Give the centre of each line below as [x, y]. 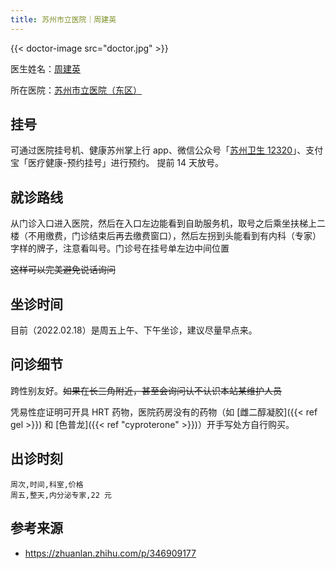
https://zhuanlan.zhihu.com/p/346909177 [110, 553]
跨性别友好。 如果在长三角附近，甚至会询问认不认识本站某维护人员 [146, 390]
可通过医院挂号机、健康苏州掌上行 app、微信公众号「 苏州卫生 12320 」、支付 [167, 150]
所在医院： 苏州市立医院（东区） [76, 90]
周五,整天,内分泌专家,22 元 [61, 495]
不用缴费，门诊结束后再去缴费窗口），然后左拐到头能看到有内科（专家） [174, 236]
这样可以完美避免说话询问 [63, 270]
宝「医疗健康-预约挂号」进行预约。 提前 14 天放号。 [117, 163]
